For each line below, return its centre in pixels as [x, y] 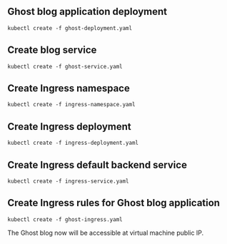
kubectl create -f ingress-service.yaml [69, 181]
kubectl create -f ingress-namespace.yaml [71, 105]
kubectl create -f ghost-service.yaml [65, 66]
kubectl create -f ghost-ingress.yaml [65, 219]
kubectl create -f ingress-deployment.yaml [73, 143]
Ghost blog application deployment [87, 12]
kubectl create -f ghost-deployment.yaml [70, 28]
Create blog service [52, 50]
